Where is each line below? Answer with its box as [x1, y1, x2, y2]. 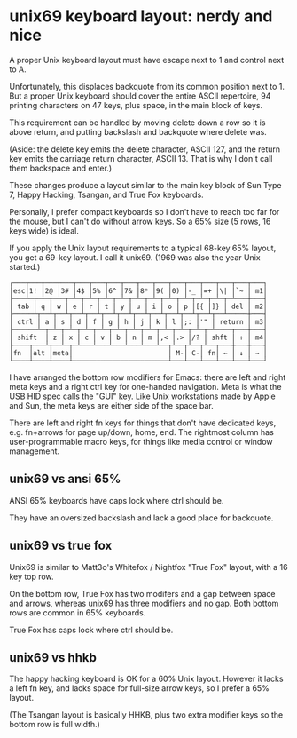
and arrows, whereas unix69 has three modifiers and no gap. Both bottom [9, 598, 279, 608]
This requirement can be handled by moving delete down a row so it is [9, 117, 266, 128]
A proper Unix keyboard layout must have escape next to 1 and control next [9, 54, 285, 65]
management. [9, 446, 60, 456]
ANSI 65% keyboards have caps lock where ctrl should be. [9, 495, 224, 505]
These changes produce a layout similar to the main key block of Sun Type [9, 179, 282, 190]
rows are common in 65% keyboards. [9, 607, 146, 618]
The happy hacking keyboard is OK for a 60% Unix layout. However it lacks [9, 673, 284, 685]
